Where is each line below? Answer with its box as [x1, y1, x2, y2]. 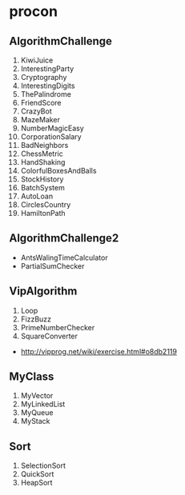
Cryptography [20, 73, 67, 82]
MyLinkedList [20, 399, 66, 409]
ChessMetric [20, 149, 63, 158]
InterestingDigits [20, 81, 75, 90]
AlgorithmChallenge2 [9, 231, 119, 246]
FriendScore [20, 98, 62, 107]
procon [9, 2, 58, 21]
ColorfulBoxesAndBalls [20, 166, 97, 175]
